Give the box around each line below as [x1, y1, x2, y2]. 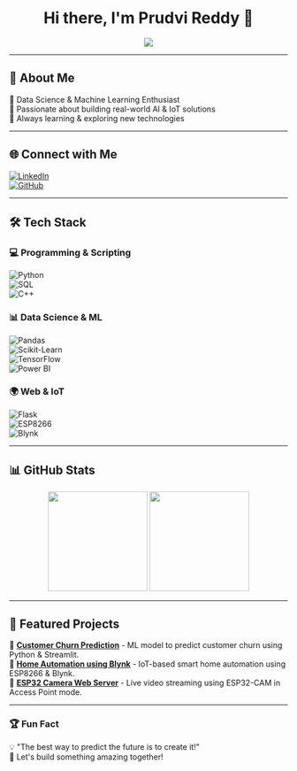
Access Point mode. [9, 687, 82, 698]
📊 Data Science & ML [9, 312, 103, 324]
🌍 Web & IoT [9, 385, 65, 397]
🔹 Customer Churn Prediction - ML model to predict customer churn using [9, 640, 283, 651]
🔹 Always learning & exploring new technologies [9, 112, 185, 123]
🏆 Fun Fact [9, 718, 59, 730]
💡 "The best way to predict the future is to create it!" [9, 741, 201, 752]
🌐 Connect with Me [9, 147, 118, 162]
